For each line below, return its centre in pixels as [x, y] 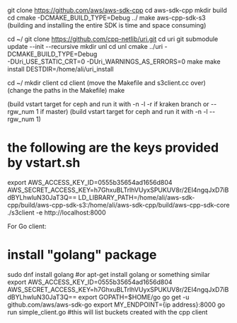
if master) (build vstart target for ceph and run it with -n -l [124, 112]
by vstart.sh [44, 163]
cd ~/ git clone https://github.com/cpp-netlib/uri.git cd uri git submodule [113, 39]
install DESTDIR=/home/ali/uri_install [61, 69]
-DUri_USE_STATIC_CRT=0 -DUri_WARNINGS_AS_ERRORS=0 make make [114, 62]
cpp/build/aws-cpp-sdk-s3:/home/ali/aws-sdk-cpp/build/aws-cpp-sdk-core [118, 205]
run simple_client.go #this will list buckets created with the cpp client [108, 312]
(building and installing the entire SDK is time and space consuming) [107, 25]
